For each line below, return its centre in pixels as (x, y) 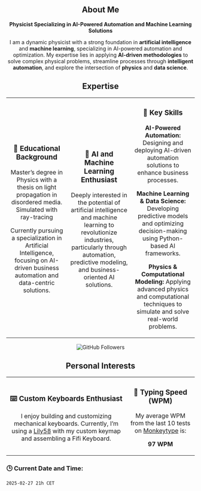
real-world (163, 319)
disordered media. (37, 202)
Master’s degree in (37, 173)
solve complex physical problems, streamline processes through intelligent (100, 61)
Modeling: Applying (163, 281)
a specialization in (37, 238)
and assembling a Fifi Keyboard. (66, 438)
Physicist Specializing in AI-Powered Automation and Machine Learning (100, 24)
